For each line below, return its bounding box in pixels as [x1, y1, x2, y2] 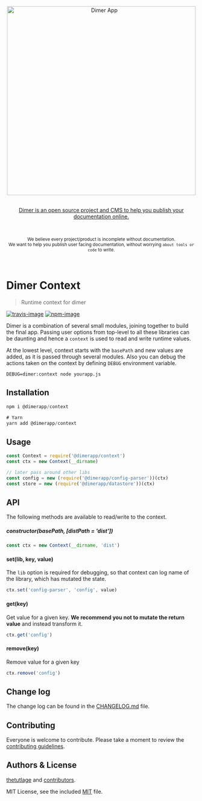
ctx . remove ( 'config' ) [6, 670, 61, 676]
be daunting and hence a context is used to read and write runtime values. [6, 335, 191, 342]
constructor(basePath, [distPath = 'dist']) [6, 527, 113, 534]
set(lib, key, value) [6, 556, 54, 563]
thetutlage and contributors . [6, 776, 76, 783]
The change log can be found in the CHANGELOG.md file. [6, 702, 150, 710]
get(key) [6, 600, 28, 607]
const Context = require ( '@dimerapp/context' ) [6, 453, 125, 459]
